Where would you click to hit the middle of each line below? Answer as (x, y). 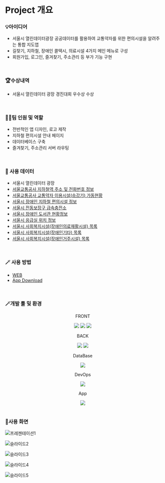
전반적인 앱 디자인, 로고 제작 (39, 130)
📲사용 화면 (17, 422)
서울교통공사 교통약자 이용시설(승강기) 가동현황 (57, 195)
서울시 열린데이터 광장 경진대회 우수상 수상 (53, 94)
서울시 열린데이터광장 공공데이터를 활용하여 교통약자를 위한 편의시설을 (79, 39)
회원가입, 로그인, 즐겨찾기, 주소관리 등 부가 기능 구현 (62, 57)
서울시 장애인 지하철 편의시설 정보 (45, 202)
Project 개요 (29, 10)
